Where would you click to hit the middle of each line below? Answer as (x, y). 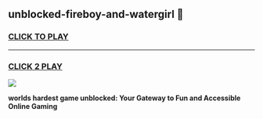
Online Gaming (33, 106)
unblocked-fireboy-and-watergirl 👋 (96, 14)
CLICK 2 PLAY (35, 66)
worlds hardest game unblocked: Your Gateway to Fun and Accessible (124, 98)
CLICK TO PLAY (38, 37)
